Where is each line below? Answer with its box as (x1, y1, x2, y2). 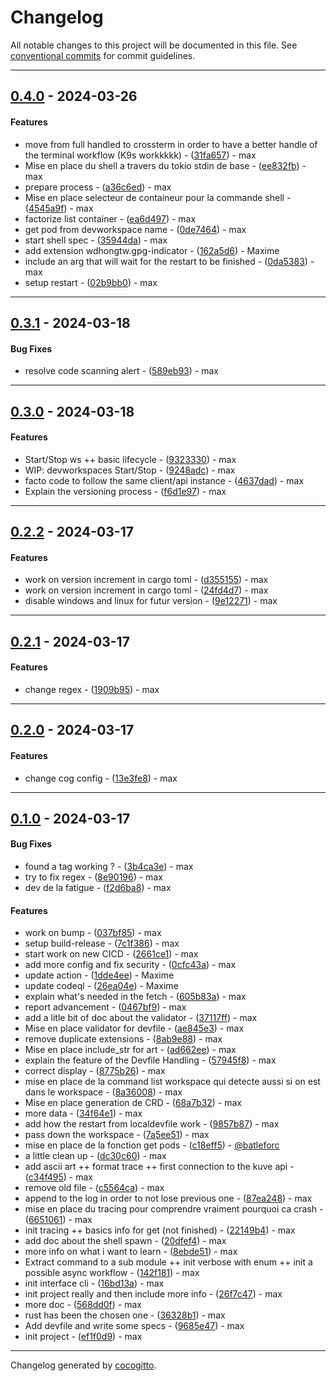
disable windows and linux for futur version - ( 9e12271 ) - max (24, 595, 278, 607)
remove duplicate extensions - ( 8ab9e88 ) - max (24, 1033, 223, 1045)
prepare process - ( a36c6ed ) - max (24, 181, 172, 193)
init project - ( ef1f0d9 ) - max (24, 1331, 143, 1343)
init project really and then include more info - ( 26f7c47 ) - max (24, 1288, 283, 1300)
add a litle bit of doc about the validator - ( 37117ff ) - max (24, 1012, 258, 1024)
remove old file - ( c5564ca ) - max (24, 1182, 165, 1194)
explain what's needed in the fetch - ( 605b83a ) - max (24, 991, 247, 1003)
